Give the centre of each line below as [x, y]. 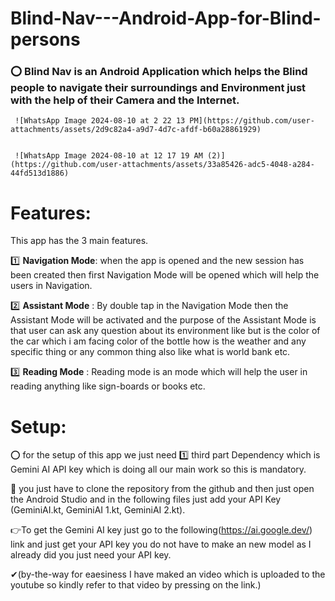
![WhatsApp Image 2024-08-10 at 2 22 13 [100, 121]
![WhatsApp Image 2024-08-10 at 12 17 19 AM [108, 156]
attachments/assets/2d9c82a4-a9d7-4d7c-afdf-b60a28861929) [136, 130]
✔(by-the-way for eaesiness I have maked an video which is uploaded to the [168, 574]
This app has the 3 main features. [79, 241]
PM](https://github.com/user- [252, 121]
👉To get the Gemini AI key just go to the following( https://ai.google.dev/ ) [161, 530]
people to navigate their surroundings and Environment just [158, 88]
